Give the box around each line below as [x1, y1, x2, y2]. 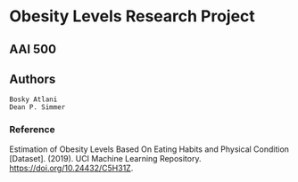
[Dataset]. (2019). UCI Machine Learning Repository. [9, 153, 202, 163]
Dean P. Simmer [9, 103, 66, 112]
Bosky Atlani [9, 95, 58, 104]
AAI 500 [9, 42, 56, 57]
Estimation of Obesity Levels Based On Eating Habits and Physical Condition [9, 144, 290, 154]
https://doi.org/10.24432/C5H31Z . [9, 162, 134, 173]
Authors [9, 71, 56, 86]
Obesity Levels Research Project [9, 6, 256, 27]
